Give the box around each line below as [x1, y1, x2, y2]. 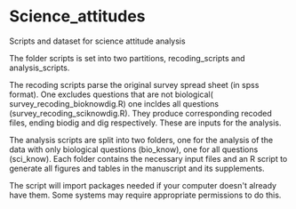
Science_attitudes [9, 6, 146, 27]
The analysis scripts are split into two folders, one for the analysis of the [9, 134, 274, 145]
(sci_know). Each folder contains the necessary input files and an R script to [9, 153, 288, 164]
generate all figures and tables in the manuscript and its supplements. [9, 163, 265, 173]
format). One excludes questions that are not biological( [9, 89, 213, 100]
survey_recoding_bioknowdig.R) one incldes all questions [9, 98, 220, 109]
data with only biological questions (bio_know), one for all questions [9, 144, 259, 155]
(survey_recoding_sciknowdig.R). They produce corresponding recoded [9, 108, 273, 118]
